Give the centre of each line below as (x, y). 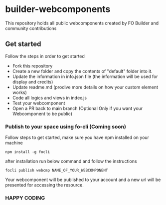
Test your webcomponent (39, 103)
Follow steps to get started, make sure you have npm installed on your (77, 137)
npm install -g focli (28, 152)
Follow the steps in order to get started (45, 56)
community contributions (31, 28)
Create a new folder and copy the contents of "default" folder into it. (83, 71)
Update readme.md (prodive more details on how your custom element (85, 87)
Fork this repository (32, 65)
